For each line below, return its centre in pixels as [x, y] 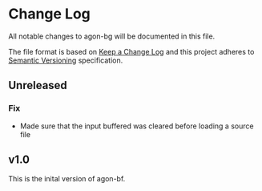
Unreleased [38, 85]
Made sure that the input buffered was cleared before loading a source [137, 126]
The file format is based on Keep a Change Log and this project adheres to [131, 51]
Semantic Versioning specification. [66, 60]
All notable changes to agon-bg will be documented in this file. [112, 36]
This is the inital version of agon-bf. [67, 179]
